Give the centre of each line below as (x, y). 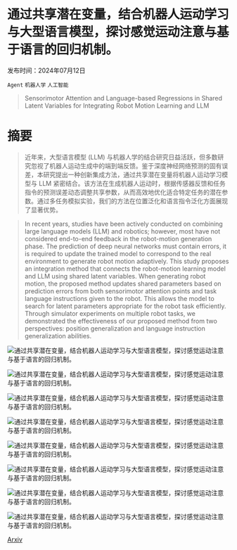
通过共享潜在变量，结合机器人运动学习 (118, 14)
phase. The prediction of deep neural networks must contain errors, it (126, 246)
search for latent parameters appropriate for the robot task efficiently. (125, 306)
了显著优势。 (43, 210)
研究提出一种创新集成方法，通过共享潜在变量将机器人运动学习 (133, 174)
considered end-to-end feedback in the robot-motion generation (118, 238)
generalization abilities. (58, 335)
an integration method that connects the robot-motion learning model (125, 269)
